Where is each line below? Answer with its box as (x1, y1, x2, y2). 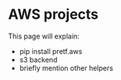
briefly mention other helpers (19, 63, 113, 72)
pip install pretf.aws (19, 46, 83, 56)
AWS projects (8, 5, 99, 24)
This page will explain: (8, 31, 80, 41)
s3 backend (19, 55, 58, 64)
